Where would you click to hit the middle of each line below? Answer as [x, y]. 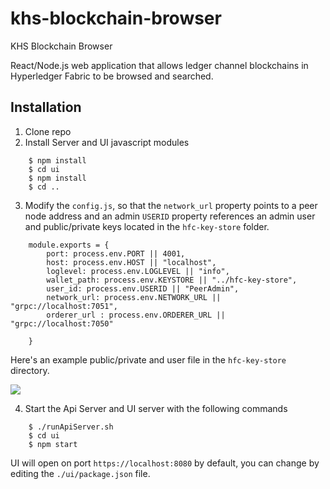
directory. [30, 370]
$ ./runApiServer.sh [71, 427]
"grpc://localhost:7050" [62, 323]
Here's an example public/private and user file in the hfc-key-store [148, 359]
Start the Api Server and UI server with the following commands [156, 408]
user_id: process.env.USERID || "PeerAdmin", [143, 288]
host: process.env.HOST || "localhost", [131, 262]
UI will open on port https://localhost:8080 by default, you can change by [165, 463]
